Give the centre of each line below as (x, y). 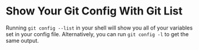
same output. (22, 40)
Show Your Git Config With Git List (94, 11)
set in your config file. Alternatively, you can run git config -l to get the (97, 34)
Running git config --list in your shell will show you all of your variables (99, 28)
